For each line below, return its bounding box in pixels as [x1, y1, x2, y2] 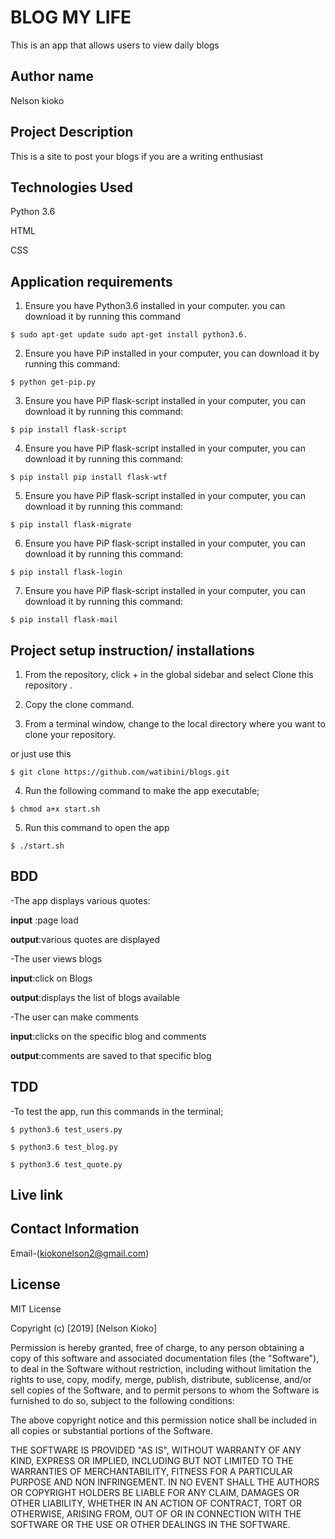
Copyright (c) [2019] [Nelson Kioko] [10, 1322, 158, 1334]
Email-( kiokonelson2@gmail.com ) [10, 1247, 150, 1259]
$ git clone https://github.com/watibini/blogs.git [10, 767, 230, 777]
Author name [10, 68, 94, 85]
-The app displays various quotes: [10, 894, 151, 906]
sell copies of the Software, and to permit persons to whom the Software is [10, 1384, 320, 1396]
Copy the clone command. [24, 699, 135, 710]
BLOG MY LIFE [10, 6, 132, 29]
